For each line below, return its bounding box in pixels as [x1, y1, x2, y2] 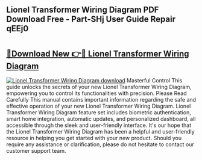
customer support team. [6, 147, 66, 154]
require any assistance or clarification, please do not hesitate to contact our [6, 141, 194, 148]
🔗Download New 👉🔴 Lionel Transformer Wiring [6, 48, 189, 59]
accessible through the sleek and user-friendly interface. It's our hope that [6, 122, 192, 129]
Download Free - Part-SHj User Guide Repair [6, 14, 176, 25]
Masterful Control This [126, 77, 183, 84]
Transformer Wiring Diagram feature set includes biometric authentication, [6, 109, 191, 116]
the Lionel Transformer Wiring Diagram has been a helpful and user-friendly [6, 128, 195, 135]
